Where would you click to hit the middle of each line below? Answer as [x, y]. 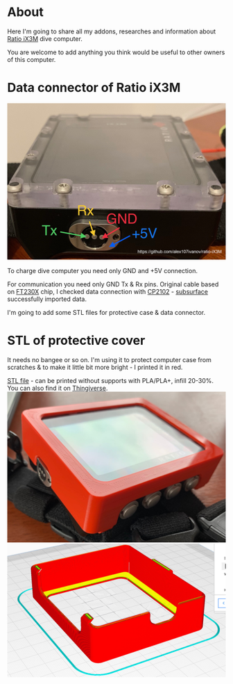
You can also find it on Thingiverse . [58, 388]
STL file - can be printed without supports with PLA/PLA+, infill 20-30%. [110, 381]
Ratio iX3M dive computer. [45, 38]
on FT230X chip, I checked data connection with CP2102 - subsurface [108, 292]
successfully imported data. [47, 299]
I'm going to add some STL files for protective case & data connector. [106, 313]
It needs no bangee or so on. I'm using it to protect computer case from [109, 360]
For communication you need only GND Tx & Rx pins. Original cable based [113, 284]
